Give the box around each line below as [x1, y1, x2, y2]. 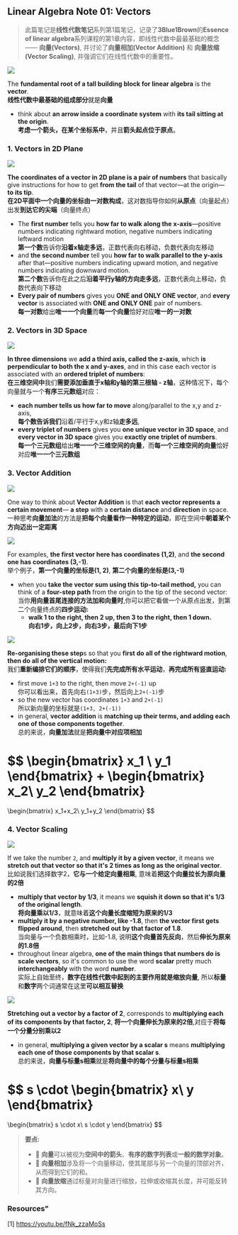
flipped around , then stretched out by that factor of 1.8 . [17, 924, 183, 932]
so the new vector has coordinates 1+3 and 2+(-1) [17, 695, 164, 704]
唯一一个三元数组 [30, 450, 80, 459]
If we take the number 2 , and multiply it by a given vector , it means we [7, 854, 215, 862]
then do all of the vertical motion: [7, 656, 108, 665]
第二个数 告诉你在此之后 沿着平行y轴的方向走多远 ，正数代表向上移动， [17, 274, 221, 283]
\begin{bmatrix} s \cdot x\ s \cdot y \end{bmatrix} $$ [7, 1120, 163, 1129]
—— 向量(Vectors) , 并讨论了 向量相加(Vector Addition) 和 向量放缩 [24, 43, 220, 52]
